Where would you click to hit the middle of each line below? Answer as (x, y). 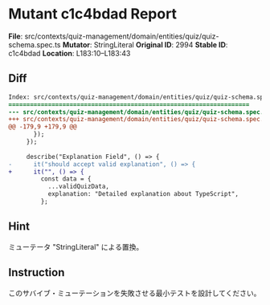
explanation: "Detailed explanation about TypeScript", (143, 194)
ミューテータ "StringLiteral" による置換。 (76, 246)
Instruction (37, 272)
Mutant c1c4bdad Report (93, 14)
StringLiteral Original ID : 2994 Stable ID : (161, 44)
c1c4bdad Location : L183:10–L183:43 (70, 53)
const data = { (66, 179)
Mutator (76, 44)
